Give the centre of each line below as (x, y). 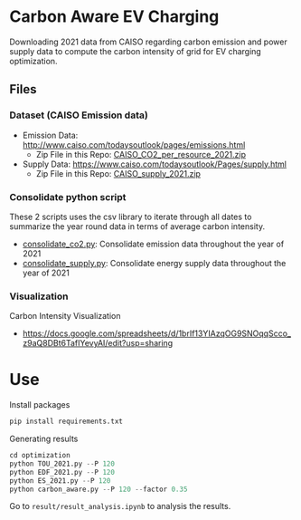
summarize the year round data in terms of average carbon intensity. (137, 226)
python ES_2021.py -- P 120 (60, 481)
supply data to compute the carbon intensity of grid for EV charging (136, 51)
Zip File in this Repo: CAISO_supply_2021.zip (118, 173)
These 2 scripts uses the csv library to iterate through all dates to (131, 217)
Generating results (44, 439)
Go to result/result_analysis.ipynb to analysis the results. (120, 506)
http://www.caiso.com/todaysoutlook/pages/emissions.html (134, 144)
